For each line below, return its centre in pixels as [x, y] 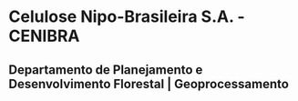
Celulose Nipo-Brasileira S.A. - [127, 17]
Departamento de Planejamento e [106, 70]
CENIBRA [44, 36]
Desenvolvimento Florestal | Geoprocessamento [149, 84]
